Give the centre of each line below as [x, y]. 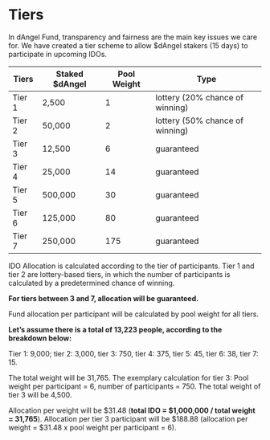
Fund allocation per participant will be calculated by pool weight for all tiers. [134, 314]
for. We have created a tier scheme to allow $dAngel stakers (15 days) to [128, 45]
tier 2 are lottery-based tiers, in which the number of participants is [119, 274]
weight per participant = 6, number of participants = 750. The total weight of [135, 386]
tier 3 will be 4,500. [40, 394]
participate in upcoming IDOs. [57, 54]
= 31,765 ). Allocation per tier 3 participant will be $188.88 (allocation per [128, 418]
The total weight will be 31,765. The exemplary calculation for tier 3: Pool [129, 377]
